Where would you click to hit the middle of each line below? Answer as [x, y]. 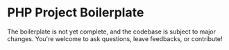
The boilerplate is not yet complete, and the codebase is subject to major [112, 32]
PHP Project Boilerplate [76, 13]
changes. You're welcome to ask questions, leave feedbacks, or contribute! [115, 38]
